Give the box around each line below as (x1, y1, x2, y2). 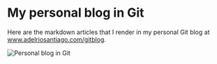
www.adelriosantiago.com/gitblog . (7, 35, 107, 43)
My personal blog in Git (7, 5, 144, 21)
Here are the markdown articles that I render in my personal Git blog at (7, 28, 210, 36)
